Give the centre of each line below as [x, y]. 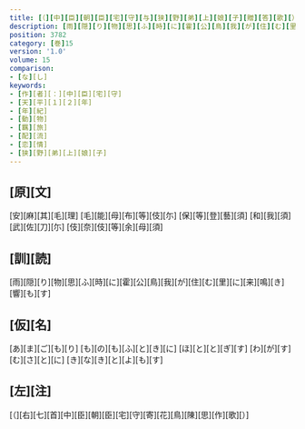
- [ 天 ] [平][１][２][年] [51, 102]
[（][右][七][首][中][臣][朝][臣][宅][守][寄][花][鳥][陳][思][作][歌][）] [129, 414]
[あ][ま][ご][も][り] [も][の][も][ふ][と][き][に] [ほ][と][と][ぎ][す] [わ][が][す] [151, 349]
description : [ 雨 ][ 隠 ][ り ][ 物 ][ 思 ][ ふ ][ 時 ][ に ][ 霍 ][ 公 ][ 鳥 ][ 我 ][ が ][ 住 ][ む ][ [150, 26]
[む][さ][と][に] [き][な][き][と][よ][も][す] [86, 360]
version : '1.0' [38, 52]
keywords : [28, 85]
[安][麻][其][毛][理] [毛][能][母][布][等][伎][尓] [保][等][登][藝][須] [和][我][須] [151, 215]
